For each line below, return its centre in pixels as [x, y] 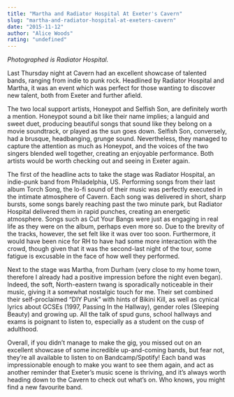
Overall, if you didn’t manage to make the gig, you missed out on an [104, 342]
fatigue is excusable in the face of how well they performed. [94, 257]
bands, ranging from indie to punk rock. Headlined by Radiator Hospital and [116, 80]
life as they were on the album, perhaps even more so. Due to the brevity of [116, 226]
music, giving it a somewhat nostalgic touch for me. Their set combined [110, 292]
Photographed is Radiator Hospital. [58, 59]
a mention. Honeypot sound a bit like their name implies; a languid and [108, 117]
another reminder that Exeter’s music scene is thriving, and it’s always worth [117, 373]
